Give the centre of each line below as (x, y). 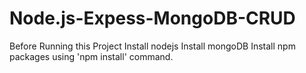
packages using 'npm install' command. (91, 56)
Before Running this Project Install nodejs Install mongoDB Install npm (152, 46)
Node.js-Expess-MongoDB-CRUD (152, 18)
